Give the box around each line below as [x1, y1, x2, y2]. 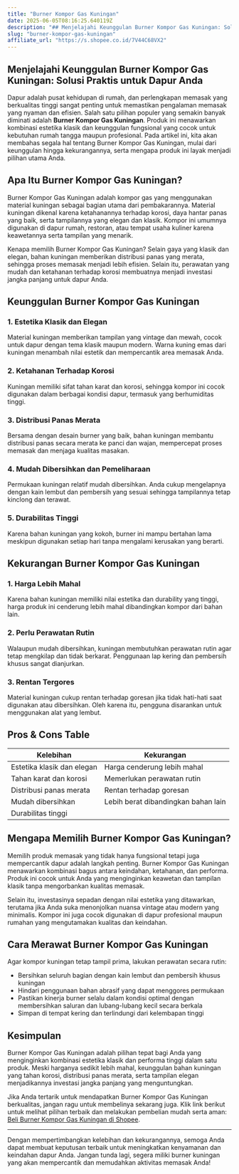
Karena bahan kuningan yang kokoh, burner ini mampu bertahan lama [7, 529, 212, 538]
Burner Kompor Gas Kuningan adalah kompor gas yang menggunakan [7, 193, 212, 201]
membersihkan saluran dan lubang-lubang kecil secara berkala [17, 1001, 203, 1010]
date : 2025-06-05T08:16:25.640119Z [7, 17, 113, 24]
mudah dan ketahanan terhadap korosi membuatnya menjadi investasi [7, 268, 213, 276]
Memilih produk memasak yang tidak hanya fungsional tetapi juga [7, 851, 200, 860]
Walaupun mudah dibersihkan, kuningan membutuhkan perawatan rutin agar [7, 644, 232, 652]
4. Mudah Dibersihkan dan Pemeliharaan [7, 464, 151, 474]
